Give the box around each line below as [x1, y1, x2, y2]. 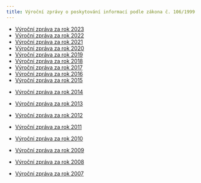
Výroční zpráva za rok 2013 [14, 100, 83, 107]
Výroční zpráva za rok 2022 [14, 31, 84, 39]
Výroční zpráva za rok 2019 [14, 51, 83, 58]
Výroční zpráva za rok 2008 [14, 158, 84, 166]
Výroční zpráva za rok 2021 [14, 38, 83, 45]
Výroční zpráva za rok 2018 [14, 57, 83, 64]
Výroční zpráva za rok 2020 [14, 45, 84, 52]
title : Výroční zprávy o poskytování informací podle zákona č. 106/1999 [6, 8, 196, 15]
